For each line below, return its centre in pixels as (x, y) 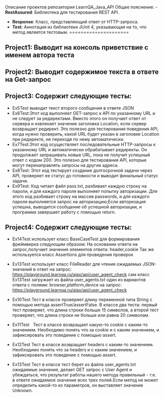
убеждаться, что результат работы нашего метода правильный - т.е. (84, 375)
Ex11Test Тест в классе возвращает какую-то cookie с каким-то (80, 325)
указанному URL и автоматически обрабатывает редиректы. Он (80, 149)
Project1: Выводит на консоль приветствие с (77, 48)
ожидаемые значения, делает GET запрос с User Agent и (72, 370)
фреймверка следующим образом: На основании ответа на (75, 244)
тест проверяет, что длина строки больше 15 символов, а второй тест (85, 310)
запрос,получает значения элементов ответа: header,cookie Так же (83, 250)
